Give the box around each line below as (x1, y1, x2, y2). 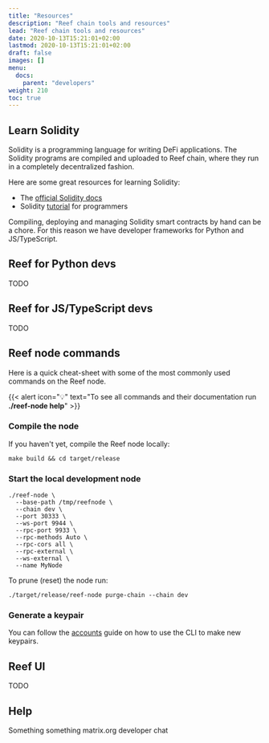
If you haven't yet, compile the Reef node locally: (8, 439, 170, 449)
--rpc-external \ (15, 547, 74, 556)
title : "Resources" (8, 11, 74, 20)
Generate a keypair (8, 610, 84, 621)
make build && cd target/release (8, 454, 120, 462)
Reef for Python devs (8, 258, 116, 271)
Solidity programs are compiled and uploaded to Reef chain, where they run (8, 153, 259, 163)
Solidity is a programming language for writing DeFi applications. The (8, 145, 238, 155)
